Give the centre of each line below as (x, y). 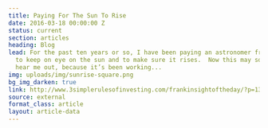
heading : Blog (32, 45)
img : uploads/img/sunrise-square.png (71, 75)
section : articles (39, 38)
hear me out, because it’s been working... (89, 68)
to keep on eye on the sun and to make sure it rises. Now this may (133, 60)
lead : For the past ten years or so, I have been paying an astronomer (130, 52)
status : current (35, 30)
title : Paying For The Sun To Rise (67, 16)
